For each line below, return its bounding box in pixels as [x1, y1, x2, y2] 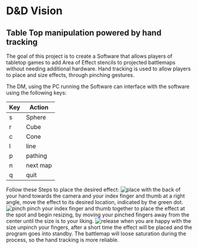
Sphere [25, 114, 46, 121]
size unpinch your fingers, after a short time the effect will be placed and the [6, 224, 193, 231]
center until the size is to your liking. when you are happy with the [6, 218, 191, 224]
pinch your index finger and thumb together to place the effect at [27, 205, 185, 212]
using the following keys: [6, 89, 67, 96]
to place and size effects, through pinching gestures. [6, 72, 135, 78]
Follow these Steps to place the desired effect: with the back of [6, 186, 181, 193]
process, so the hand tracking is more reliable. [6, 237, 119, 243]
